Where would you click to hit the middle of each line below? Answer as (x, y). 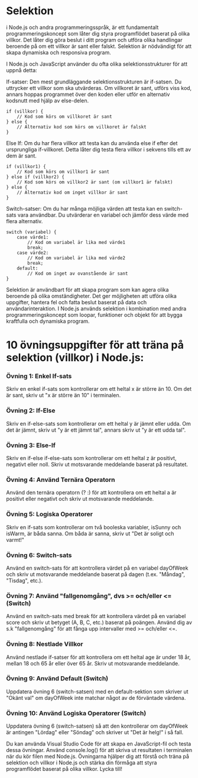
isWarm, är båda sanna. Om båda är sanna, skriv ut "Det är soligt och (90, 533)
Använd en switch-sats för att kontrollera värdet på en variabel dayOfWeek (97, 568)
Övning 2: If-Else (31, 411)
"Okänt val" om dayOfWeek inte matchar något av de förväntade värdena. (96, 697)
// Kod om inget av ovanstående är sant (78, 274)
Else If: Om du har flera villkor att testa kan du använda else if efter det (92, 143)
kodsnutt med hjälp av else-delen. (48, 100)
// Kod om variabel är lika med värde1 (77, 242)
